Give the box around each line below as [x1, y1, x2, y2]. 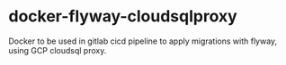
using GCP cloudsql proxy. [8, 45, 107, 55]
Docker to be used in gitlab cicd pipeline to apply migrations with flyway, [8, 36, 278, 46]
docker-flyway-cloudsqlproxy [8, 6, 237, 27]
